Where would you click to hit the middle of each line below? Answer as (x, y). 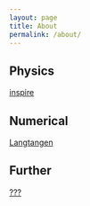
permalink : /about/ (45, 34)
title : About (33, 26)
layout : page (33, 18)
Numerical (39, 121)
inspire (22, 93)
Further (30, 170)
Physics (32, 71)
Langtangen (31, 142)
